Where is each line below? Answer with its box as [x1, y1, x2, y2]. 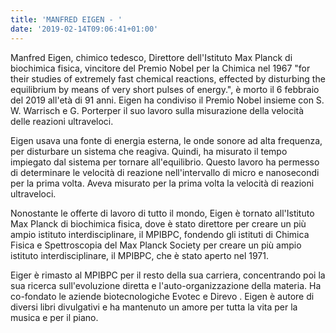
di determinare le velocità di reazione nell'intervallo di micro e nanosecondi [10, 166, 320, 178]
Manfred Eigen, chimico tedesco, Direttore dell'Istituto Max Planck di [10, 51, 293, 63]
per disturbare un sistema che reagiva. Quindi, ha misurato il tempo [10, 145, 288, 157]
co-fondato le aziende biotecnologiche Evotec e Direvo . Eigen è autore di [10, 290, 315, 302]
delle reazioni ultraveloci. [10, 115, 114, 127]
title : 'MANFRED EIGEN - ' [10, 14, 123, 25]
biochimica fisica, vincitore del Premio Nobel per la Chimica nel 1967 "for [10, 62, 311, 74]
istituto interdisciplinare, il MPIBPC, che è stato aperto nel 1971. [10, 249, 269, 261]
